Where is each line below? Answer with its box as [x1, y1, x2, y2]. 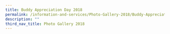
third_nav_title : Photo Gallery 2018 [5, 21, 85, 26]
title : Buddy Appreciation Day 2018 [5, 7, 82, 12]
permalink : [5, 12, 28, 17]
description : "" [5, 16, 39, 21]
